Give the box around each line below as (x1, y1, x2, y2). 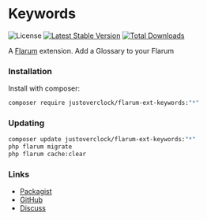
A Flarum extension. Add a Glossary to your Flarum (8, 46, 175, 55)
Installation (8, 65, 53, 76)
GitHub (19, 195, 43, 205)
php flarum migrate (8, 143, 73, 151)
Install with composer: (8, 84, 81, 93)
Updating (8, 117, 45, 129)
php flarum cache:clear (8, 151, 87, 158)
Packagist (19, 187, 53, 196)
